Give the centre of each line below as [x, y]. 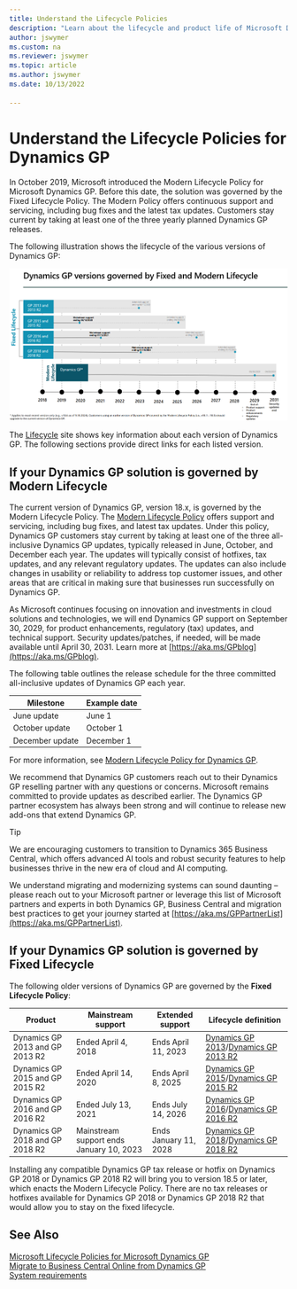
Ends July [170, 1105]
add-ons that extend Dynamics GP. [73, 815]
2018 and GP [37, 1140]
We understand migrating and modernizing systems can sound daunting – [144, 886]
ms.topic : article [43, 66]
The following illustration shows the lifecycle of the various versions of [137, 246]
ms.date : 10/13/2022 [47, 84]
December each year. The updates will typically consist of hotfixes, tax [138, 555]
